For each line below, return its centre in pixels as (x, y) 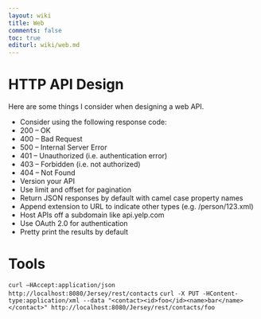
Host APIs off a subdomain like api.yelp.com (92, 215)
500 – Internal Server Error (63, 147)
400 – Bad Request (51, 139)
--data (94, 301)
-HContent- (220, 294)
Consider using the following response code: (93, 122)
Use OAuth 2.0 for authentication (74, 224)
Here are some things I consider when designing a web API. (106, 107)
